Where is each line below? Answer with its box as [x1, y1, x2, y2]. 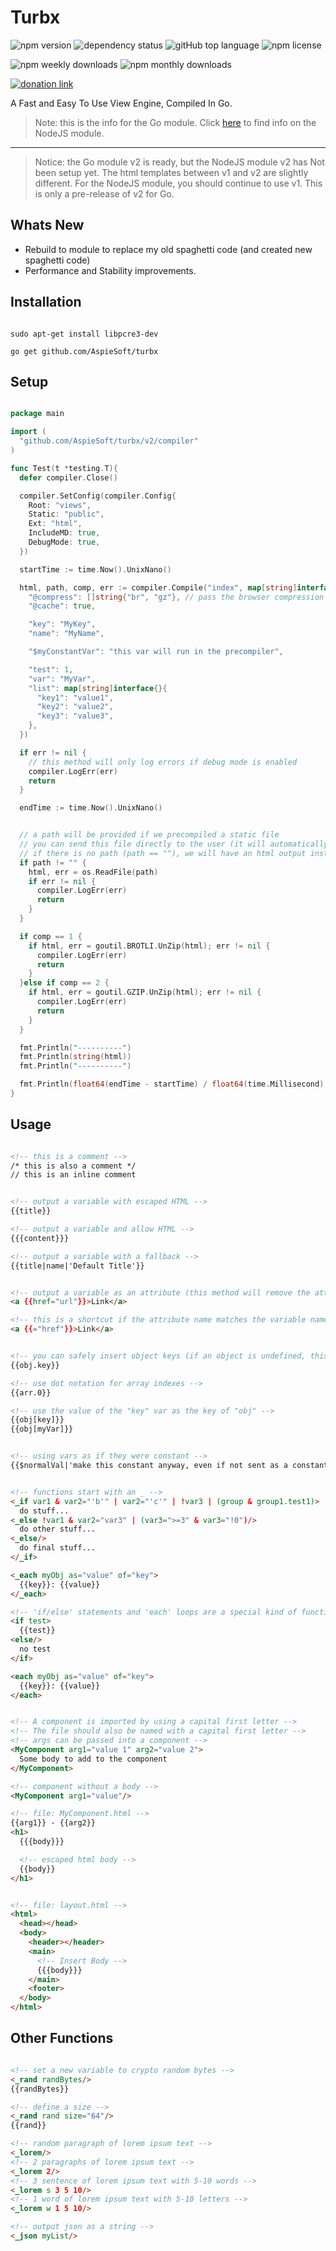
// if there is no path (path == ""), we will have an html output [19, 848, 307, 858]
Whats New [10, 217, 85, 234]
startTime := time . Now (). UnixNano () [19, 564, 172, 575]
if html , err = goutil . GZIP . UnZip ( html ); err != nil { [28, 987, 262, 998]
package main [10, 409, 65, 419]
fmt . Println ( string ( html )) [19, 1052, 132, 1062]
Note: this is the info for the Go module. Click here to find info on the [34, 116, 317, 128]
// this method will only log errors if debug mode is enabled [28, 757, 298, 767]
